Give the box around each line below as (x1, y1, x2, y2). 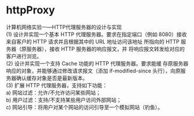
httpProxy (6, 3, 55, 17)
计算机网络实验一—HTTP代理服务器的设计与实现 (6, 23, 122, 30)
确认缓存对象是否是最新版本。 (16, 74, 88, 82)
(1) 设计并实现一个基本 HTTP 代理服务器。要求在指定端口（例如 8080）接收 (6, 30, 188, 38)
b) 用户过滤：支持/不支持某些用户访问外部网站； (6, 96, 122, 103)
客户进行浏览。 (6, 52, 42, 59)
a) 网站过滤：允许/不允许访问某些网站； (6, 89, 101, 96)
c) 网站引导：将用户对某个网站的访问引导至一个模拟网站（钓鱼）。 (6, 103, 163, 111)
